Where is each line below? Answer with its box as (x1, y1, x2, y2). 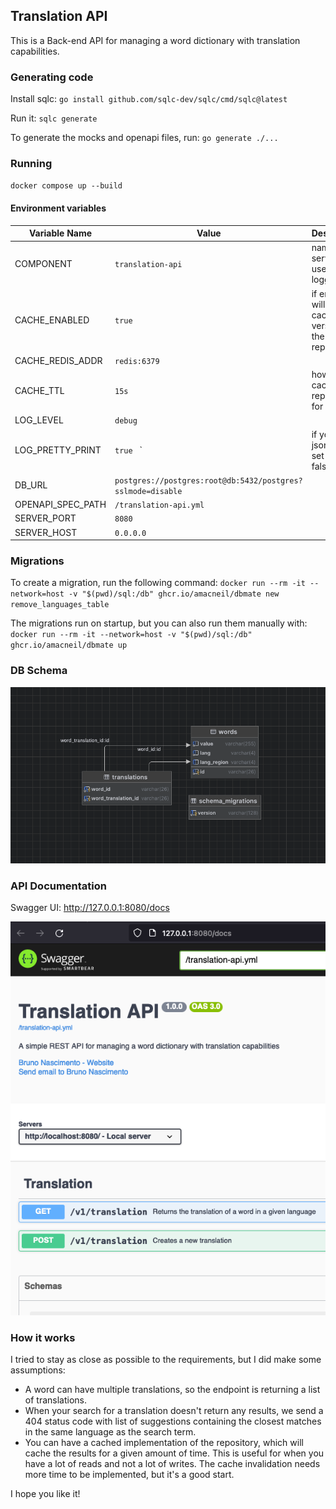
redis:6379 (114, 356, 160, 366)
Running (10, 157, 53, 171)
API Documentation (10, 879, 108, 893)
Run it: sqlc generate (10, 112, 98, 124)
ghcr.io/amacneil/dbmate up (10, 640, 128, 651)
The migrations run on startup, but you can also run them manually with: (10, 617, 308, 629)
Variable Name (28, 227, 93, 239)
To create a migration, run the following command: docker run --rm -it (10, 577, 306, 589)
